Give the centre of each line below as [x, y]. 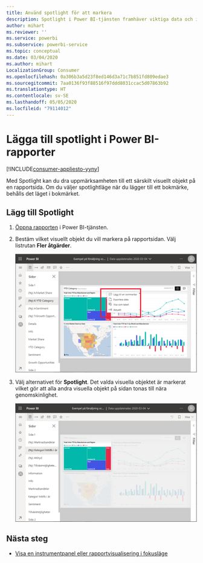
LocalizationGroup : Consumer [43, 70]
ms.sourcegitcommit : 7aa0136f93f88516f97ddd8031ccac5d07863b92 [88, 83]
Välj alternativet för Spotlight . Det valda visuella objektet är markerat [100, 382]
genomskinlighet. [37, 395]
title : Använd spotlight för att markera [59, 13]
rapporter [31, 152]
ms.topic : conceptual [34, 51]
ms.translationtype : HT [36, 90]
